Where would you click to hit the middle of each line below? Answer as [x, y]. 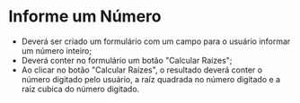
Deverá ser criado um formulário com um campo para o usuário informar [156, 41]
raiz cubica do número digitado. [80, 89]
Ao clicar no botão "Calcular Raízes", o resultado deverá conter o [141, 70]
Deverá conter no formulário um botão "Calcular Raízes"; [127, 60]
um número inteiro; [56, 50]
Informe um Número [85, 17]
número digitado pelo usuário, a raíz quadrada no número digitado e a [150, 79]
